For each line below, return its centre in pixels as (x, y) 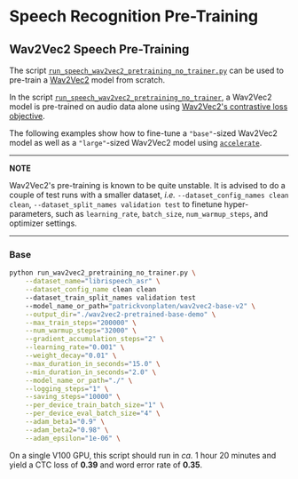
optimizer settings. (43, 223)
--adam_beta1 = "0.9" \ (65, 422)
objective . (27, 116)
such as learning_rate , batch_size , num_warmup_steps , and (162, 214)
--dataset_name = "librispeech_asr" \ (93, 282)
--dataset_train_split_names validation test (111, 298)
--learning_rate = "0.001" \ (75, 347)
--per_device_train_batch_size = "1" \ (95, 405)
